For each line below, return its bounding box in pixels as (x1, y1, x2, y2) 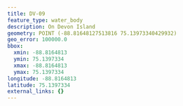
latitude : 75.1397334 (7, 82, 71, 89)
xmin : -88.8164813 (13, 50, 68, 56)
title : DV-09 (7, 10, 46, 17)
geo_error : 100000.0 (7, 36, 68, 43)
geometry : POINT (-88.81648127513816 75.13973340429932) (7, 29, 177, 37)
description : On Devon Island (7, 23, 96, 30)
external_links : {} (7, 88, 65, 95)
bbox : (7, 43, 23, 50)
